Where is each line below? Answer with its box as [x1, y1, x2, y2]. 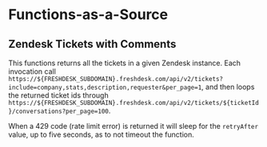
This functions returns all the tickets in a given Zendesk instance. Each [8, 58, 241, 68]
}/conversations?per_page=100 [8, 107, 110, 115]
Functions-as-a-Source [8, 6, 169, 24]
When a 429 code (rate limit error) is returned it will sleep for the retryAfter [8, 122, 258, 130]
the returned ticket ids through [8, 91, 110, 100]
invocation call [8, 67, 56, 76]
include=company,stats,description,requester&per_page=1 [8, 83, 202, 91]
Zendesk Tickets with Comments [8, 37, 177, 51]
